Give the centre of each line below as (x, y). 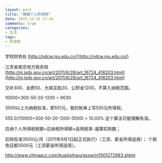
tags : (11, 37)
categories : (17, 28)
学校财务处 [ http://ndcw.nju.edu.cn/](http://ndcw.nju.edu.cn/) (67, 56)
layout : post (18, 10)
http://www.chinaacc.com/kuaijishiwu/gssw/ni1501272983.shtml (70, 155)
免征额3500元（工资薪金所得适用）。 (42, 145)
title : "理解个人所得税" (28, 14)
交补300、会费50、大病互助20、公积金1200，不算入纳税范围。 (69, 88)
